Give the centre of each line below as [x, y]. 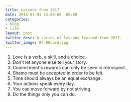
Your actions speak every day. [44, 83]
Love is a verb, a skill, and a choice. [49, 57]
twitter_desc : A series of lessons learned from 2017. [64, 38]
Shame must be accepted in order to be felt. [58, 73]
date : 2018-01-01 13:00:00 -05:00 [41, 15]
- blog [12, 24]
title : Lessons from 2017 [32, 10]
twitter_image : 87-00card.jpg [37, 43]
